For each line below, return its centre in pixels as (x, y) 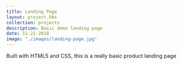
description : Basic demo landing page (54, 28)
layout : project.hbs (32, 17)
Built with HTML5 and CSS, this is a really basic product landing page (91, 56)
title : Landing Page (32, 12)
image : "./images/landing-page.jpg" (52, 39)
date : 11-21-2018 (28, 34)
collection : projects (33, 22)
